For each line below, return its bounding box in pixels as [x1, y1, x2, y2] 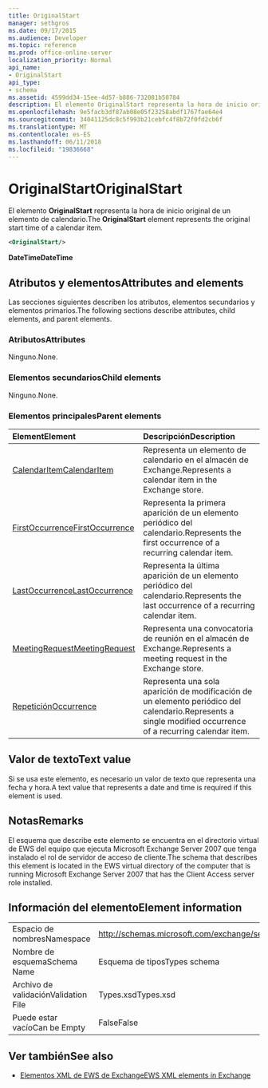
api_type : [8, 78, 41, 86]
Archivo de [12, 979, 53, 991]
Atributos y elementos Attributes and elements [8, 276, 244, 290]
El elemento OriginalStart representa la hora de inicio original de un [8, 206, 231, 216]
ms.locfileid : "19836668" [8, 145, 94, 153]
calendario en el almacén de [143, 454, 249, 465]
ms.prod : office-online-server [8, 49, 112, 57]
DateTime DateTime [8, 253, 73, 263]
